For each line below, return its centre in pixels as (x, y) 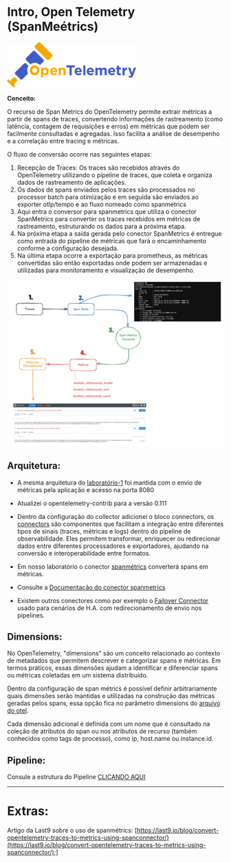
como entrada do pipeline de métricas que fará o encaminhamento (112, 241)
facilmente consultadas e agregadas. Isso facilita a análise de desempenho (113, 133)
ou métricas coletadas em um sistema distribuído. (78, 676)
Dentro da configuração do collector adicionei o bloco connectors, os (115, 516)
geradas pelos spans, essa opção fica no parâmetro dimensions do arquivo (114, 703)
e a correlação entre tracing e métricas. (63, 141)
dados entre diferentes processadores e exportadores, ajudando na (113, 546)
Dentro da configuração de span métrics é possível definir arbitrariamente (112, 689)
